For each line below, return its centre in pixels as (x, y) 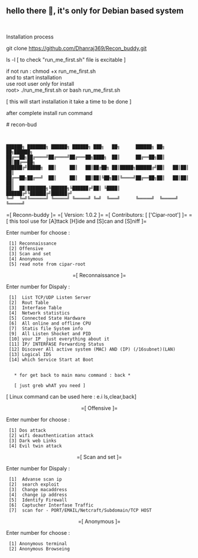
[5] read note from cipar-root (47, 264)
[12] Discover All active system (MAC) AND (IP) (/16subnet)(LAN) (92, 349)
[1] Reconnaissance (33, 243)
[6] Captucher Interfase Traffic (51, 505)
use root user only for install (40, 84)
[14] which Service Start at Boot (51, 360)
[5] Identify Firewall (38, 500)
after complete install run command (49, 113)
